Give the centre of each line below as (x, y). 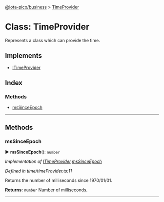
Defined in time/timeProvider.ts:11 (39, 171)
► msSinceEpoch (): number (32, 152)
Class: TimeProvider (47, 27)
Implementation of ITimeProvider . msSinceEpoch (53, 161)
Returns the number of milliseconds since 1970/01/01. (59, 180)
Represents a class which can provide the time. (52, 40)
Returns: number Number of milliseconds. (46, 190)
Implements (24, 56)
